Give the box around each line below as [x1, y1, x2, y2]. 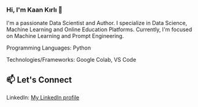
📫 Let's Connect [6, 75, 72, 85]
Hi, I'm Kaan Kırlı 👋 [6, 6, 63, 14]
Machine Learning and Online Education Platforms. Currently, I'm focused [6, 26, 192, 33]
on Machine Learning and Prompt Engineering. [6, 32, 124, 40]
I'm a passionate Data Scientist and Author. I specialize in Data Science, [6, 20, 188, 27]
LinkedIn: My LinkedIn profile [6, 94, 80, 101]
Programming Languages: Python [6, 44, 91, 51]
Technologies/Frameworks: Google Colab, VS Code [6, 56, 137, 64]
